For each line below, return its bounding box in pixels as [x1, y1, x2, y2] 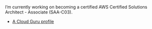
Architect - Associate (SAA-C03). [5, 9, 73, 15]
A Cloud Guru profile [12, 19, 54, 24]
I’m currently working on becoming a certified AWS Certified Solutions [5, 4, 148, 10]
